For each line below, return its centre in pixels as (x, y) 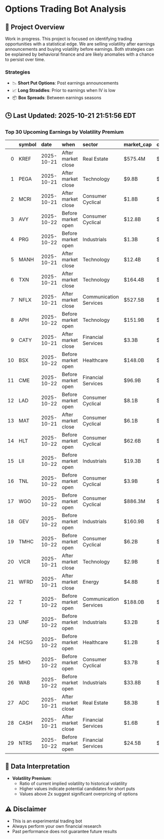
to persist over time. (25, 59)
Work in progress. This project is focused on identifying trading (69, 39)
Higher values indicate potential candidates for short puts (77, 788)
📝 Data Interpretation (37, 766)
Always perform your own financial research (57, 826)
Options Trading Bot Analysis (66, 9)
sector (91, 144)
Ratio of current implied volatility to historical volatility (73, 783)
